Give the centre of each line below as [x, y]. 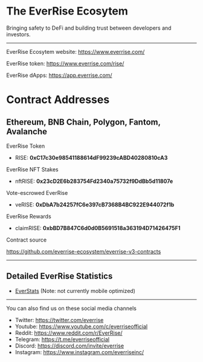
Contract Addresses [58, 100]
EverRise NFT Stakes [32, 169]
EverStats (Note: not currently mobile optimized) [75, 291]
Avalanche [27, 131]
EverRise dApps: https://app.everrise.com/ [60, 75]
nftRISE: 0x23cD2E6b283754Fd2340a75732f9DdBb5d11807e [94, 181]
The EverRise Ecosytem [67, 11]
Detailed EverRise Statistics [60, 276]
